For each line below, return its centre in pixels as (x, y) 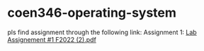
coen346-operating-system (92, 13)
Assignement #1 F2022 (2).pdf (52, 39)
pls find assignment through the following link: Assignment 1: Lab (102, 32)
